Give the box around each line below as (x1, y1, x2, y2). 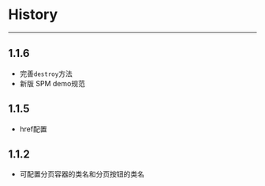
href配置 (19, 124, 47, 134)
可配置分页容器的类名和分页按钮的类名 (19, 169, 144, 179)
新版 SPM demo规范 (19, 78, 85, 88)
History (8, 6, 58, 24)
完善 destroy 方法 (19, 69, 73, 78)
